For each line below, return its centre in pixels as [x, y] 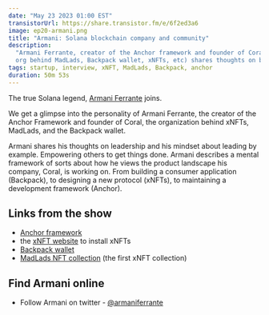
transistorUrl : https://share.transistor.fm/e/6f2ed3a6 [103, 23]
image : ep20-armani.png [48, 30]
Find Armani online [56, 283]
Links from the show [60, 214]
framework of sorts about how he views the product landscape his [118, 163]
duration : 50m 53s [39, 75]
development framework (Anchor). [65, 188]
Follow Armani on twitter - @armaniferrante [92, 303]
